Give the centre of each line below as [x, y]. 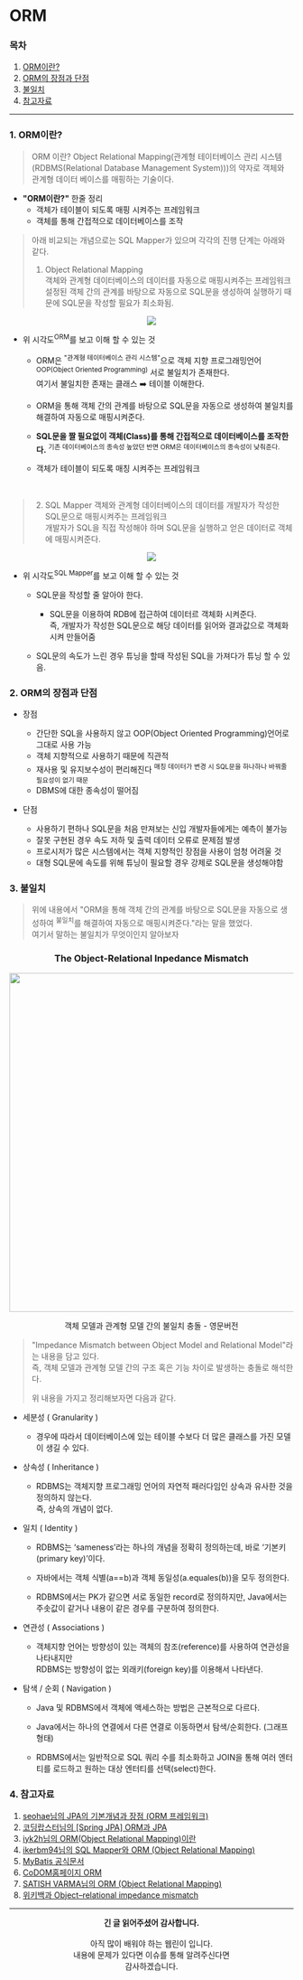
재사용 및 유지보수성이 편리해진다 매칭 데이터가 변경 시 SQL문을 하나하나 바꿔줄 [161, 769]
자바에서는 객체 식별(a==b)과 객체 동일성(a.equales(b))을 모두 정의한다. [163, 1578]
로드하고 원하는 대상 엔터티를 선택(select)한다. [134, 1769]
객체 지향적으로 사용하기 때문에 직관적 [102, 756]
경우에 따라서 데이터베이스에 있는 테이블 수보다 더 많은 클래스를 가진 [155, 1437]
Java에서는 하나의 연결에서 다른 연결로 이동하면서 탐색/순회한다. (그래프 [162, 1727]
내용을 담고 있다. [70, 1356]
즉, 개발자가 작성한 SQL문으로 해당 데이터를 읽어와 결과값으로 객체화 [169, 625]
